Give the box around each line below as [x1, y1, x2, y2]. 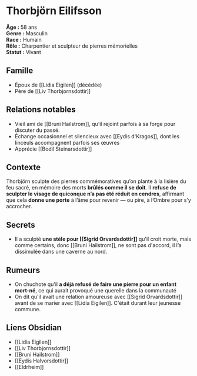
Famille [6, 66, 34, 76]
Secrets [6, 219, 35, 230]
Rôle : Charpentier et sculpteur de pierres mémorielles [6, 42, 138, 49]
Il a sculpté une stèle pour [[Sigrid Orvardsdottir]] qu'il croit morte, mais [14, 235, 192, 242]
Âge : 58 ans [6, 24, 37, 31]
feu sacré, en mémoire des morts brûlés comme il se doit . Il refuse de [6, 184, 176, 191]
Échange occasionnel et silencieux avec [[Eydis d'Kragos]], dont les [14, 132, 180, 139]
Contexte [6, 162, 41, 172]
